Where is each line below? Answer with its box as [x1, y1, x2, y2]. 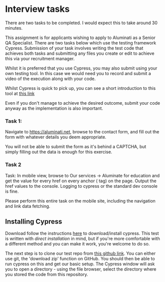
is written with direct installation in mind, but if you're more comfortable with [5, 236, 160, 242]
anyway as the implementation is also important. [5, 105, 103, 111]
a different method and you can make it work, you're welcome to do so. [5, 241, 150, 247]
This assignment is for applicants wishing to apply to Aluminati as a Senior [5, 35, 156, 40]
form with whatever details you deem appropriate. [5, 134, 107, 140]
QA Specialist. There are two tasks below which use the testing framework [5, 40, 157, 45]
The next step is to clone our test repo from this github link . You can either [5, 250, 156, 256]
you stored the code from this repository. [5, 272, 89, 278]
